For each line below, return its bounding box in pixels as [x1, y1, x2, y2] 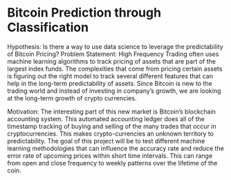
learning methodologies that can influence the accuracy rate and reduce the [7, 144, 225, 152]
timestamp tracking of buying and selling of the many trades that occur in [7, 122, 216, 130]
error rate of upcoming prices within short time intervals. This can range [7, 151, 213, 160]
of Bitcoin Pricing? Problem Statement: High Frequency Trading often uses [7, 50, 219, 58]
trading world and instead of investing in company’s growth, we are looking [7, 87, 221, 95]
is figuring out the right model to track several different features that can [7, 71, 213, 80]
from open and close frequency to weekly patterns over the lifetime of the [7, 159, 218, 167]
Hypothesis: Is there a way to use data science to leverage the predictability [7, 42, 223, 51]
